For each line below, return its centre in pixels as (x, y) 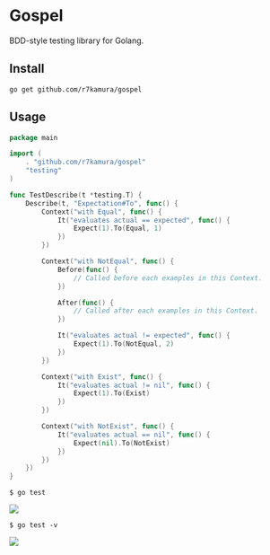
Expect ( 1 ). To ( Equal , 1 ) (118, 229)
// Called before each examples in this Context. (168, 278)
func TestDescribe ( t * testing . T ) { (76, 195)
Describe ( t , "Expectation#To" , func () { (102, 203)
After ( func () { (86, 303)
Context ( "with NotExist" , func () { (108, 427)
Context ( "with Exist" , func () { (102, 377)
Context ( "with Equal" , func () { (102, 212)
